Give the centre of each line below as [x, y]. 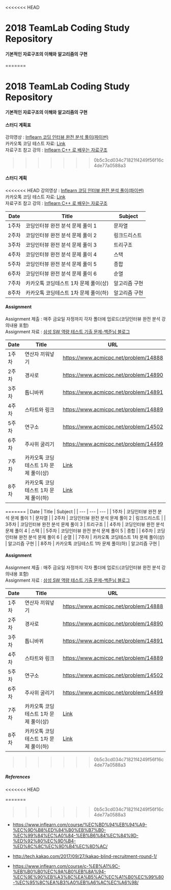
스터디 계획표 [18, 125]
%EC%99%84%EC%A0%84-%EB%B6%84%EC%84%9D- [76, 835]
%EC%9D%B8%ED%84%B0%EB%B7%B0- [59, 830]
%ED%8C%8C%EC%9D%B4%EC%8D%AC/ [60, 846]
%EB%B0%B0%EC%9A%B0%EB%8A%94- [59, 872]
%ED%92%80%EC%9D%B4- [44, 841]
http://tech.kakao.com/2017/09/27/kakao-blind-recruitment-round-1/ [85, 856]
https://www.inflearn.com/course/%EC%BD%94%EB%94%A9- [80, 825]
